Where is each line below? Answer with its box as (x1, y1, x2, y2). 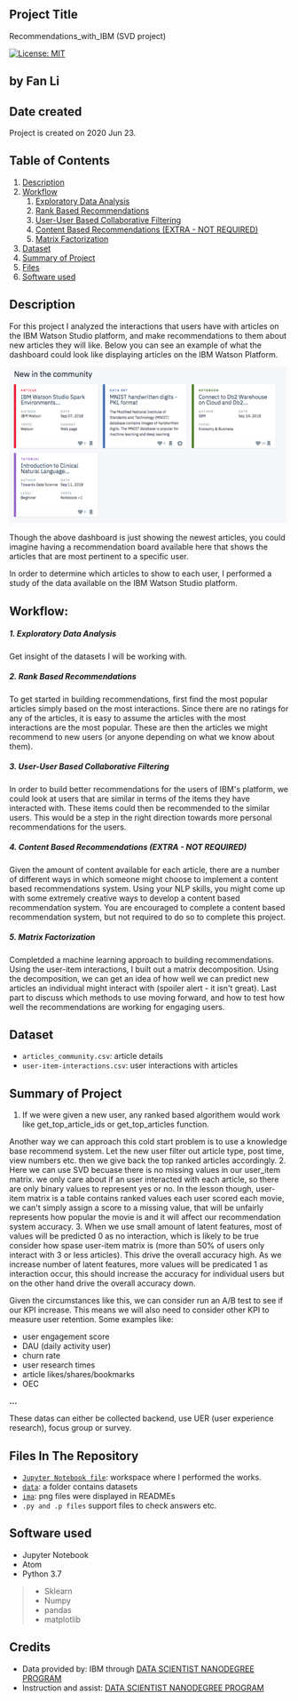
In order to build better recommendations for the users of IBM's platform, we (9, 783, 289, 794)
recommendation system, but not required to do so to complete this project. (9, 911, 286, 922)
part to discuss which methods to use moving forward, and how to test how (9, 991, 286, 1003)
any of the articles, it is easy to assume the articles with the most (9, 712, 247, 723)
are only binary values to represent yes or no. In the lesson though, (9, 1183, 255, 1194)
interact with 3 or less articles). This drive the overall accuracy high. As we (9, 1249, 282, 1261)
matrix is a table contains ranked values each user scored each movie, (27, 1193, 285, 1204)
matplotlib (43, 1614, 82, 1625)
